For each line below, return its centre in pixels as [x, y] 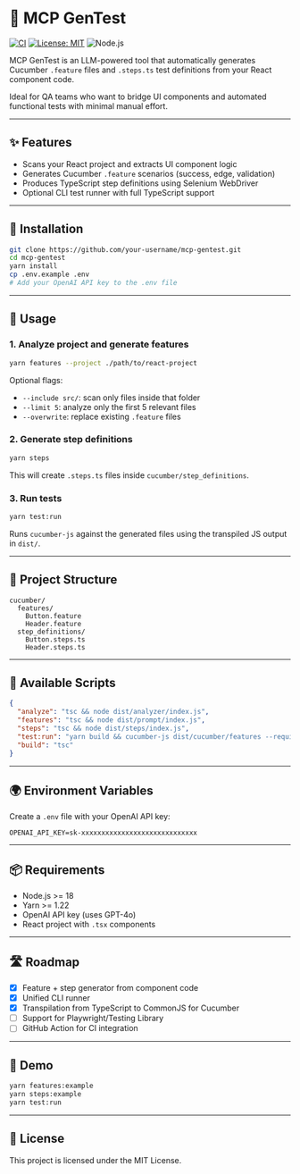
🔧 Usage [33, 319]
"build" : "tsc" [46, 745]
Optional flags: [36, 380]
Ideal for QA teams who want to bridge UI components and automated [138, 96]
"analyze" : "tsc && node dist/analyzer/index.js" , [113, 712]
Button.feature [54, 616]
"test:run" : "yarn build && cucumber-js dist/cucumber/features [139, 736]
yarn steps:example [46, 1094]
